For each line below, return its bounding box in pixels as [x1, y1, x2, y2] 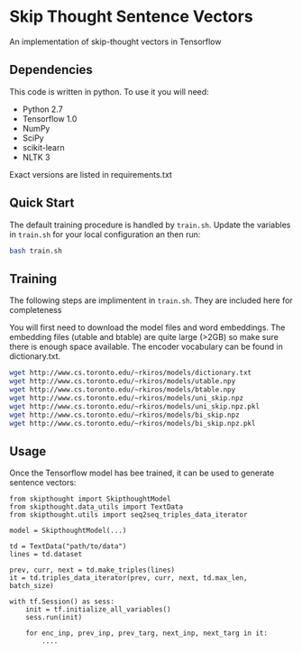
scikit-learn [22, 142, 65, 152]
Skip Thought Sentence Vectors [9, 6, 254, 27]
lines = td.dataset [9, 550, 83, 559]
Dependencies [9, 62, 93, 78]
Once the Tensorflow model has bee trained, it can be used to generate [9, 467, 275, 479]
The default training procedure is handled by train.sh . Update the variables [9, 219, 291, 230]
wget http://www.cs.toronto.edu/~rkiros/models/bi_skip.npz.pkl [9, 418, 256, 428]
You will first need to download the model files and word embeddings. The [9, 322, 286, 333]
